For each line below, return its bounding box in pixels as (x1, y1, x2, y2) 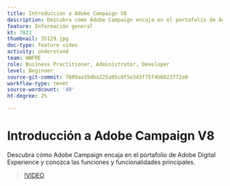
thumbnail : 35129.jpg (7, 36, 69, 42)
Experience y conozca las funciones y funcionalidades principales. (7, 158, 196, 166)
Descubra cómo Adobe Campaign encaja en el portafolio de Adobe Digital (7, 150, 216, 159)
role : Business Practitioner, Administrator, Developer (7, 61, 170, 68)
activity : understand (7, 49, 69, 55)
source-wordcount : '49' (7, 86, 75, 93)
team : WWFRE (7, 55, 41, 62)
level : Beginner (7, 67, 53, 74)
